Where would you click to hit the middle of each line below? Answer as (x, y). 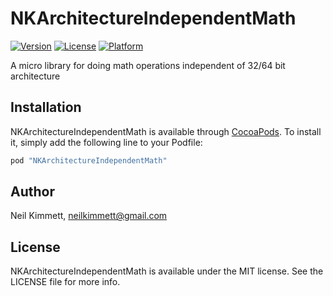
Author (32, 192)
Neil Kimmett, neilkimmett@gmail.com (89, 216)
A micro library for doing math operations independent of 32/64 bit (148, 65)
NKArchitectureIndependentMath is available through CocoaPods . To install (166, 131)
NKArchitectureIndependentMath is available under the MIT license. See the (167, 271)
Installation (46, 107)
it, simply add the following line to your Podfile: (106, 142)
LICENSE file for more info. (65, 282)
